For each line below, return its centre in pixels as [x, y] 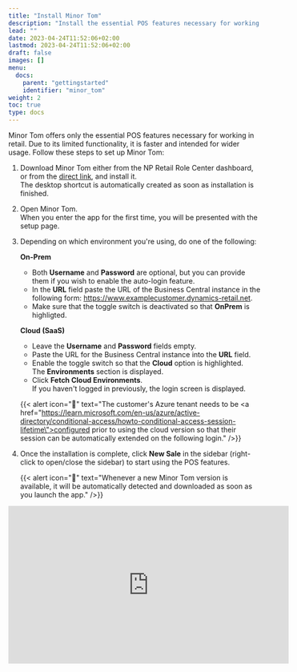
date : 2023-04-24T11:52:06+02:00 [64, 38]
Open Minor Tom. [48, 209]
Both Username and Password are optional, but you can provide [138, 272]
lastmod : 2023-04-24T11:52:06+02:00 [69, 46]
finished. [34, 193]
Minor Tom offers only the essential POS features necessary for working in [131, 135]
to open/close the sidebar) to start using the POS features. [134, 462]
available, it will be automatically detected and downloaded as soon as [136, 486]
